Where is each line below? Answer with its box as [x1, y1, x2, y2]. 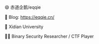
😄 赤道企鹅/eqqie [4, 4, 41, 10]
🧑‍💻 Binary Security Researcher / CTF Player [4, 34, 94, 39]
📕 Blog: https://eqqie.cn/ [4, 14, 55, 20]
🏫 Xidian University [4, 24, 44, 30]
